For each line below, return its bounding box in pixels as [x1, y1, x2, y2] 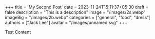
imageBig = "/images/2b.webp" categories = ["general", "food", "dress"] [5, 15, 151, 20]
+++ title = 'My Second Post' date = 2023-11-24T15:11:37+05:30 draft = [5, 4, 149, 10]
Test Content [5, 29, 31, 35]
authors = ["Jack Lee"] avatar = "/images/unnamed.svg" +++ [5, 19, 128, 25]
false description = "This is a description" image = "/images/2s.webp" [5, 9, 146, 15]
